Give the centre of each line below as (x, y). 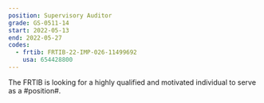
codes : (19, 45)
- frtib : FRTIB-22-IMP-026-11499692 (76, 52)
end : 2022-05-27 (35, 38)
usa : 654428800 (48, 60)
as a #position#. (35, 90)
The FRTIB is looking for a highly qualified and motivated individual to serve (132, 82)
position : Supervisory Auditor (60, 15)
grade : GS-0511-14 (39, 23)
